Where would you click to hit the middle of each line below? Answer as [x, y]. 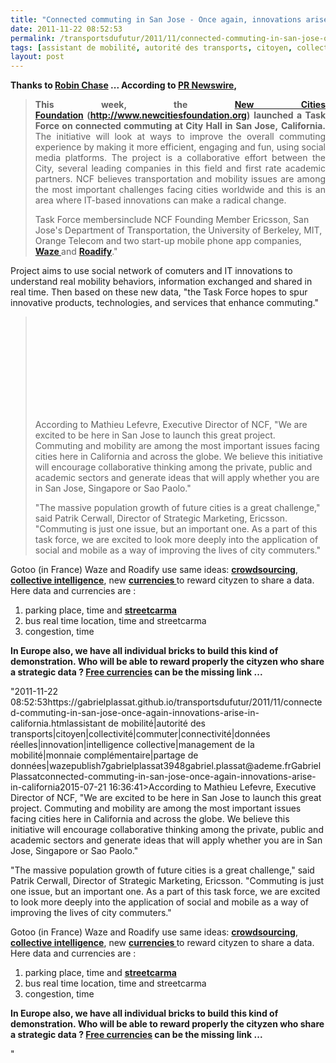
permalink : [33, 38]
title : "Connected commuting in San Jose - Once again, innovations [156, 19]
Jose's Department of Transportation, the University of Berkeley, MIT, [178, 230]
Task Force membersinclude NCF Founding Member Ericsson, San [172, 220]
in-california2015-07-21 [58, 787]
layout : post [37, 57]
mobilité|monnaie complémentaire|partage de [104, 755]
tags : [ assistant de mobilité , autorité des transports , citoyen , [151, 47]
